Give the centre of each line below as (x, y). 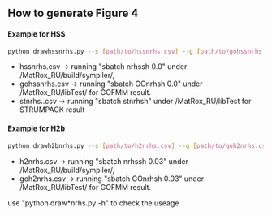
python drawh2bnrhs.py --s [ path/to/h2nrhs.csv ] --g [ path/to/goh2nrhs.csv (138, 145)
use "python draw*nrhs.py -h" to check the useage (93, 203)
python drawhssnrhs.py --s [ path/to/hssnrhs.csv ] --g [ (104, 51)
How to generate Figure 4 (73, 13)
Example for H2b (37, 128)
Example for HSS (37, 34)
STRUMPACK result (52, 110)
